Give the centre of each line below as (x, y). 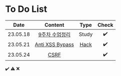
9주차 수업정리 (54, 35)
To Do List (26, 9)
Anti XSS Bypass (54, 45)
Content (54, 25)
